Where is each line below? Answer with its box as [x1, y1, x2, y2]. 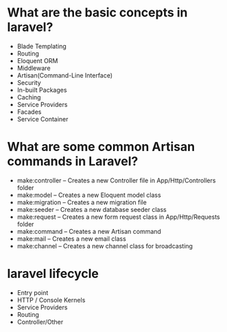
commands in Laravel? [7, 154, 139, 169]
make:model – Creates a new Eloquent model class [16, 191, 161, 199]
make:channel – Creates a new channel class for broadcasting [16, 241, 193, 250]
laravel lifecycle [7, 266, 99, 282]
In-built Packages [16, 86, 67, 94]
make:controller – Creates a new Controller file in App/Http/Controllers [16, 176, 216, 185]
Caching [16, 93, 41, 101]
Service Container [16, 115, 69, 123]
